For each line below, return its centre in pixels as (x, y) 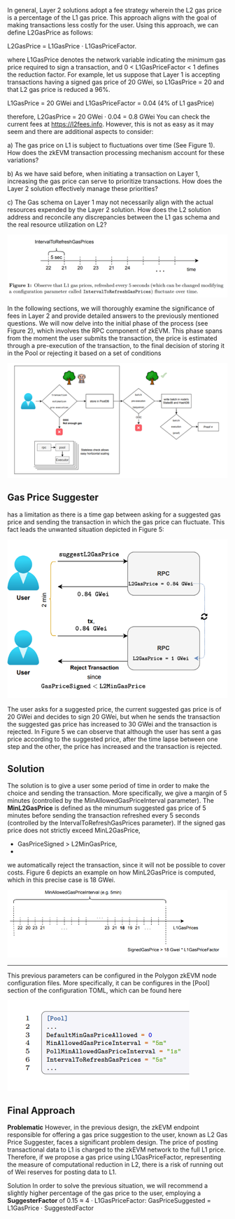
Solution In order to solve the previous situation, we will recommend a (108, 1186)
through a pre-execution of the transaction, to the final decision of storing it (116, 346)
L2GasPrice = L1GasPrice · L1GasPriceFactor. (72, 46)
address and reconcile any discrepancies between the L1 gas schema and (114, 217)
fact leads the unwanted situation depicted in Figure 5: (86, 529)
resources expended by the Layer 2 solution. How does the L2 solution (109, 209)
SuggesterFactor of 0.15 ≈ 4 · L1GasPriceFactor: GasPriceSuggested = (109, 1201)
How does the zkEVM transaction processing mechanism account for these (116, 153)
